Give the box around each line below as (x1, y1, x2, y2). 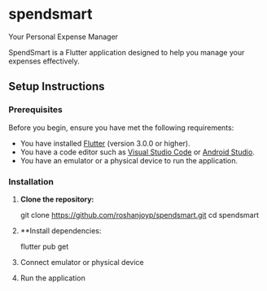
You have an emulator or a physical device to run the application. (20, 155, 239, 165)
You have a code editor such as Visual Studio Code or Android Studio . (20, 147, 255, 157)
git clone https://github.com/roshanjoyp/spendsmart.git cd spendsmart (20, 210, 259, 219)
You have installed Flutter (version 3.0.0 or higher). (20, 138, 190, 148)
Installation (8, 176, 55, 187)
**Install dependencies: (20, 225, 102, 236)
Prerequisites (8, 104, 63, 115)
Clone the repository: (20, 194, 94, 204)
